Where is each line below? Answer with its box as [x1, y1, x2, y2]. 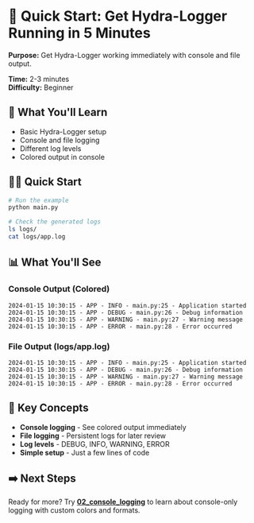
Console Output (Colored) [8, 284, 110, 295]
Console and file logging [19, 135, 100, 145]
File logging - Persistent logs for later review [19, 431, 167, 440]
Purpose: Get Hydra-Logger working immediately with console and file [8, 50, 241, 60]
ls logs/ [8, 226, 37, 234]
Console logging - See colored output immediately [19, 422, 187, 432]
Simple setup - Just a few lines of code [19, 447, 150, 457]
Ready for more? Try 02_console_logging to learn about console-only [8, 497, 238, 506]
